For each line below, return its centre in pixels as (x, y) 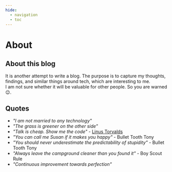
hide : (11, 10)
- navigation (24, 15)
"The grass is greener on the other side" (55, 126)
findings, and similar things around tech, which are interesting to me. (78, 81)
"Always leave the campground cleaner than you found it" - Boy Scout (87, 154)
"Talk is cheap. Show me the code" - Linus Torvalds (68, 132)
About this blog (30, 64)
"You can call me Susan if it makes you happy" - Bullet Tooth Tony (83, 137)
